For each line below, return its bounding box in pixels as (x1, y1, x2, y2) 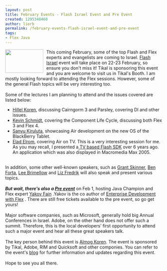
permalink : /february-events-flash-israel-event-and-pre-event (5, 26, 140, 31)
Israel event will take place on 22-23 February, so (46, 60, 148, 66)
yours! (5, 201, 18, 207)
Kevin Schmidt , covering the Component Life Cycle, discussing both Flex (12, 117, 162, 123)
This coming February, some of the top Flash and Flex (46, 49, 157, 55)
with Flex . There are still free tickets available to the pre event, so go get (5, 196, 155, 202)
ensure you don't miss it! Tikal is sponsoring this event (46, 65, 158, 71)
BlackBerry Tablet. (12, 133, 51, 139)
